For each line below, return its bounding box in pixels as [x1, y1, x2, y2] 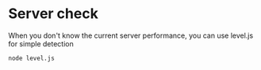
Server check [8, 5, 99, 23]
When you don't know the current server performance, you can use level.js [8, 31, 254, 40]
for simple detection [8, 39, 74, 48]
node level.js [8, 54, 56, 62]
